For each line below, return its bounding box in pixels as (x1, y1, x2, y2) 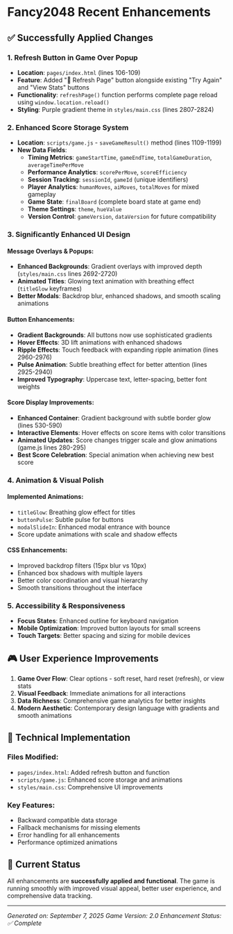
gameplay (27, 190, 56, 199)
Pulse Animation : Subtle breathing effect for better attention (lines (17, 360, 208, 368)
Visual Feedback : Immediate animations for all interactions (17, 689, 186, 698)
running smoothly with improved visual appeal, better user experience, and (7, 884, 222, 892)
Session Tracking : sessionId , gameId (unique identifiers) (27, 175, 189, 184)
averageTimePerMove (27, 162, 85, 169)
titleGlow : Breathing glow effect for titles (17, 508, 136, 516)
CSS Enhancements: (7, 546, 68, 555)
